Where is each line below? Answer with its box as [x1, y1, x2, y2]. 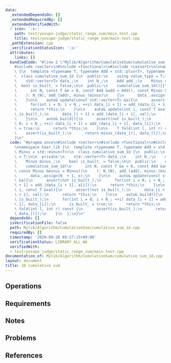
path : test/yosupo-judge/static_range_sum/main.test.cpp [14, 31, 138, 36]
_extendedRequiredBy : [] [10, 17, 63, 22]
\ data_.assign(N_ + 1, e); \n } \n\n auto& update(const [14, 173, 160, 178]
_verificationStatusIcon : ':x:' [10, 45, 79, 50]
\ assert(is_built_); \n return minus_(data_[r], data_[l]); [14, 130, 163, 135]
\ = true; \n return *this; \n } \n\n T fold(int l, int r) [14, 126, 163, 131]
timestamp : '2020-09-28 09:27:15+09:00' [10, 235, 97, 240]
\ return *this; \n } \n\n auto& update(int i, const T [14, 107, 156, 112]
